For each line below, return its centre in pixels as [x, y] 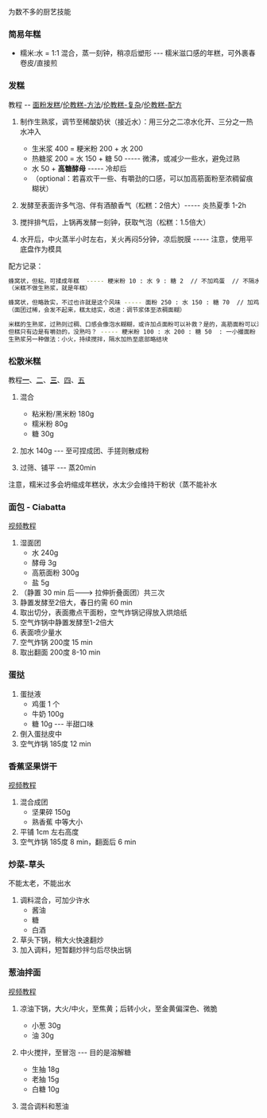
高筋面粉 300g [55, 573]
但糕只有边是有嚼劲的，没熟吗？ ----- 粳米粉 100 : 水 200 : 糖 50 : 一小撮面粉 [132, 332]
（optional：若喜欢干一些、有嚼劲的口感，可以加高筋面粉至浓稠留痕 [142, 178]
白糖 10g [45, 1089]
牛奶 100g [48, 713]
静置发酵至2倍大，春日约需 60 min [76, 603]
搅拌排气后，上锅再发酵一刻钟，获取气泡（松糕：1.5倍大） [115, 222]
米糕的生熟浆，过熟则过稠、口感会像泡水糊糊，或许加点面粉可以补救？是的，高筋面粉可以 [132, 325]
